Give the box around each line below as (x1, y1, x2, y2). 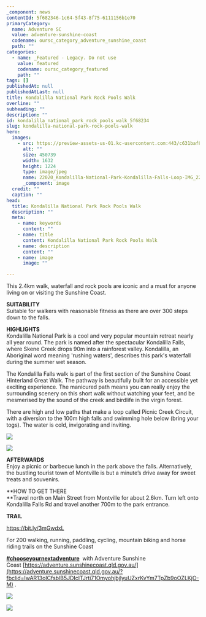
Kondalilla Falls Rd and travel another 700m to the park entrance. (6, 501, 170, 508)
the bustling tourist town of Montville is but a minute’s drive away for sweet (6, 469, 196, 476)
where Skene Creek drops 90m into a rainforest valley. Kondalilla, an (6, 345, 179, 353)
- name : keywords (17, 220, 62, 227)
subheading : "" (6, 106, 45, 112)
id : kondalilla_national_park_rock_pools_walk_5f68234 (6, 117, 150, 123)
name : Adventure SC (12, 26, 62, 33)
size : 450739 (22, 152, 56, 158)
